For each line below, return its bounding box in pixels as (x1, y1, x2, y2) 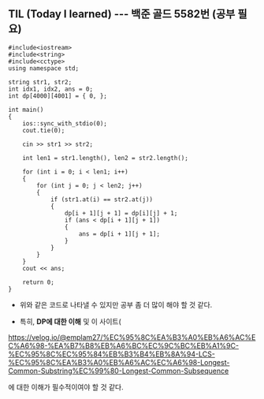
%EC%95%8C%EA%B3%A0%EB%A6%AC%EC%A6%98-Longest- (8, 357, 230, 367)
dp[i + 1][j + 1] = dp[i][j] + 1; (64, 209, 178, 217)
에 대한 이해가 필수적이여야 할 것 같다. (8, 382, 124, 392)
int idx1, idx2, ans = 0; (8, 85, 93, 93)
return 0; (22, 278, 55, 286)
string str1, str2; (8, 78, 73, 86)
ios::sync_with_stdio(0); (22, 119, 108, 128)
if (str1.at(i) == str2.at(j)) (50, 196, 154, 203)
